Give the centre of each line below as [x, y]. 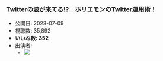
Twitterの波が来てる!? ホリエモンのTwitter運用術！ [81, 9]
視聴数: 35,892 [33, 31]
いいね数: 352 [32, 38]
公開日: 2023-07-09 [39, 23]
